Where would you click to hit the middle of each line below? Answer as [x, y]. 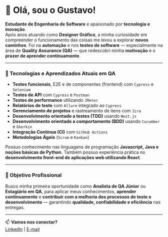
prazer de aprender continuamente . [43, 56]
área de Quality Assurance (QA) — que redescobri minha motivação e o [80, 50]
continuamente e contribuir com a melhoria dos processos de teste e [78, 197]
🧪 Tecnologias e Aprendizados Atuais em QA [60, 73]
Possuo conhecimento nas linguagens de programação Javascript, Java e [82, 147]
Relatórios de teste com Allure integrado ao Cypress [67, 106]
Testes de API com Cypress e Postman [51, 95]
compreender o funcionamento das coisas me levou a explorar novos [77, 40]
